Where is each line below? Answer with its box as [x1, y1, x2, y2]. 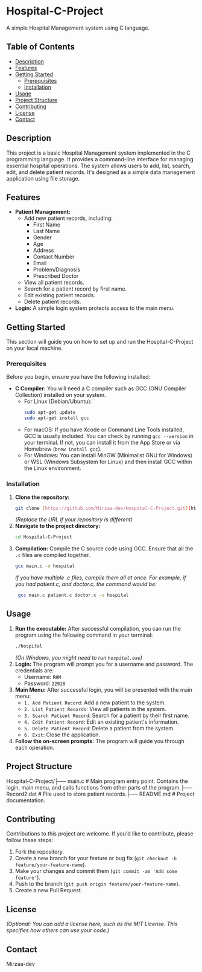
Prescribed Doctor [33, 272, 79, 280]
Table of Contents [6, 42, 75, 52]
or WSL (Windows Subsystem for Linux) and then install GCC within [24, 458, 192, 466]
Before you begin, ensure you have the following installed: [6, 373, 151, 381]
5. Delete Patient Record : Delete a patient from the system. [24, 724, 175, 732]
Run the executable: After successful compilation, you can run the [14, 625, 181, 632]
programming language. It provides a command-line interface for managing [6, 155, 194, 163]
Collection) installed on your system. [14, 391, 106, 399]
